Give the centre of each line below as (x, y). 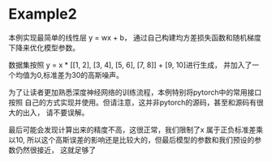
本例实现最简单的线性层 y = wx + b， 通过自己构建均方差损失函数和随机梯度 (135, 37)
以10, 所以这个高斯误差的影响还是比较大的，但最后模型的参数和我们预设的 (132, 139)
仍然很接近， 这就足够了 (55, 150)
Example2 (43, 14)
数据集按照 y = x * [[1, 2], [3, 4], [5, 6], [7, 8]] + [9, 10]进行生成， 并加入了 (130, 65)
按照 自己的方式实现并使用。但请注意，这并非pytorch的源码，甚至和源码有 (133, 102)
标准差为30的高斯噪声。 (83, 75)
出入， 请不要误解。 (56, 112)
